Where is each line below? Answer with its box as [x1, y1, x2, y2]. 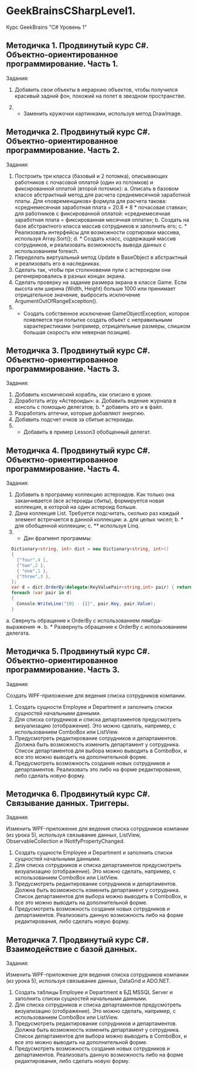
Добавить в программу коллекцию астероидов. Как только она [14, 491, 175, 498]
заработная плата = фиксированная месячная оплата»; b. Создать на [14, 216, 189, 223]
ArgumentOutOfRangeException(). [14, 297, 98, 304]
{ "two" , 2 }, [16, 562, 46, 568]
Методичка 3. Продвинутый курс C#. [6, 345, 151, 355]
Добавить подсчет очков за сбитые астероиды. [14, 416, 134, 423]
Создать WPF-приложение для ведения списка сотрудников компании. [6, 692, 186, 699]
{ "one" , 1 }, [16, 568, 49, 574]
